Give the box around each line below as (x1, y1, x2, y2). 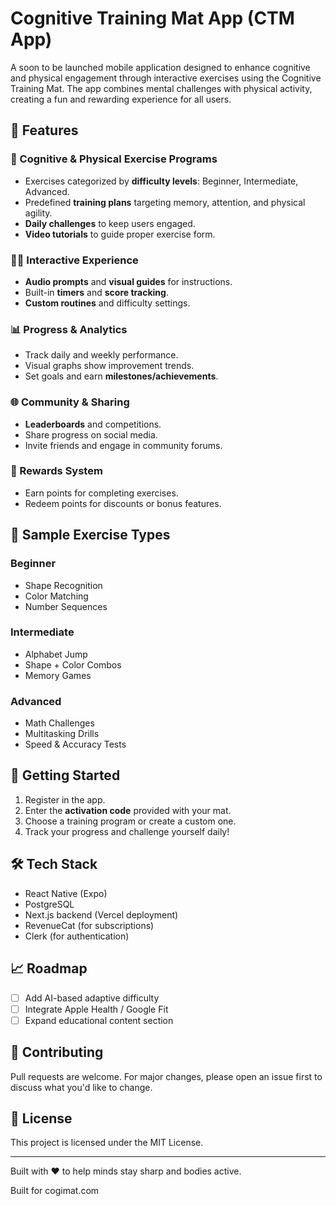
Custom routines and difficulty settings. (24, 297, 191, 309)
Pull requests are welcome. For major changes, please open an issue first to (10, 1070, 323, 1082)
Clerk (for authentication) (24, 930, 130, 942)
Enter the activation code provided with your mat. (24, 804, 232, 816)
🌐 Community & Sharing (10, 395, 130, 409)
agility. (24, 207, 53, 219)
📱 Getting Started (10, 767, 121, 784)
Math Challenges (24, 717, 95, 729)
